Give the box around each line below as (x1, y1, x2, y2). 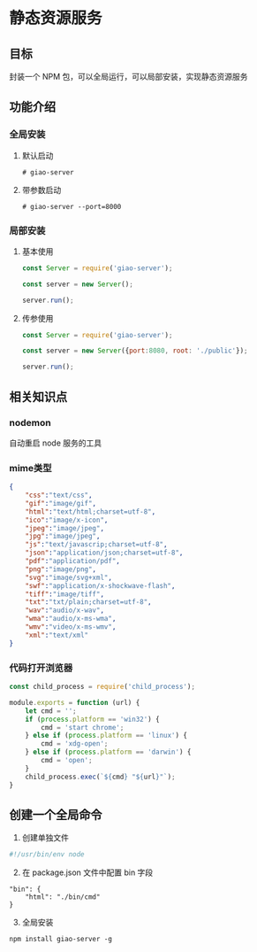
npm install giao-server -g (9, 935, 113, 944)
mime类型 (9, 461, 52, 474)
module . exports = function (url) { (9, 698, 140, 707)
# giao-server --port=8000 (21, 202, 122, 211)
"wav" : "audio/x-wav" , (25, 606, 104, 615)
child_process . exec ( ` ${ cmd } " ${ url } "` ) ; (25, 772, 176, 781)
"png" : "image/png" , (25, 564, 97, 574)
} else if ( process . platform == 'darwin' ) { (25, 747, 192, 757)
